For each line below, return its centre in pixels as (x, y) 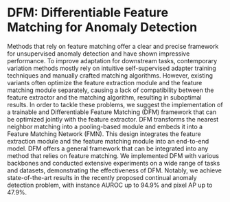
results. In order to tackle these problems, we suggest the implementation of (115, 104)
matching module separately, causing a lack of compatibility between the (111, 90)
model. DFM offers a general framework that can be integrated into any (108, 148)
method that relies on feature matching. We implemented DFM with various (113, 155)
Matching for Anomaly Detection (102, 27)
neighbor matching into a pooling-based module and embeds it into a (105, 126)
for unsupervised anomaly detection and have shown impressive (99, 54)
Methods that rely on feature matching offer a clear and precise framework (113, 46)
